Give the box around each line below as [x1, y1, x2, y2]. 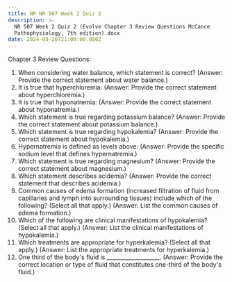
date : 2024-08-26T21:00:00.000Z [8, 36, 101, 43]
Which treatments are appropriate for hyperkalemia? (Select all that [17, 238, 210, 247]
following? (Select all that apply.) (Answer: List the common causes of [17, 201, 218, 210]
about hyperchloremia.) [17, 91, 85, 99]
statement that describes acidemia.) [17, 179, 122, 188]
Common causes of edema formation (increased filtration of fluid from [17, 187, 219, 195]
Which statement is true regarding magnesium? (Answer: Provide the [17, 157, 216, 165]
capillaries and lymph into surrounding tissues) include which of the [17, 194, 213, 202]
